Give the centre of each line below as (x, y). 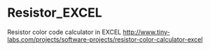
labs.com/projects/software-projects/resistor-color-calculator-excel (105, 39)
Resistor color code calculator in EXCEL (64, 32)
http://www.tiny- (146, 32)
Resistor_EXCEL (55, 13)
